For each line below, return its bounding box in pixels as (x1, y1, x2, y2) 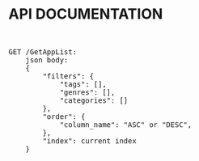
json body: (25, 55, 69, 65)
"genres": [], (59, 87, 116, 97)
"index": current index (42, 136, 137, 146)
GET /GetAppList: (8, 47, 77, 57)
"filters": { (42, 71, 95, 81)
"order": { (42, 112, 86, 121)
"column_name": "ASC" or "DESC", (59, 120, 193, 129)
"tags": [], (59, 79, 107, 89)
